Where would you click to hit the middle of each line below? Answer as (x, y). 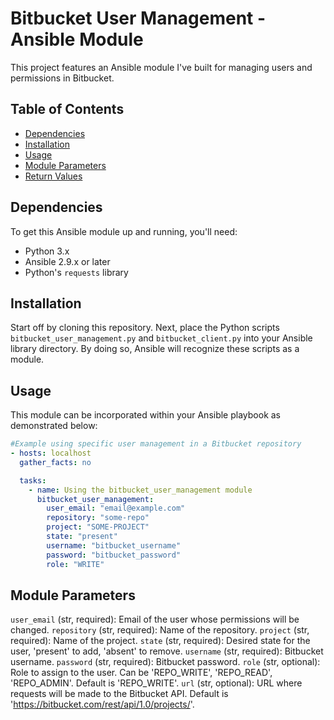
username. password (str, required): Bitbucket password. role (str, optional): (165, 662)
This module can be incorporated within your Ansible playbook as (146, 415)
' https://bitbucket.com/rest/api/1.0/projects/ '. (102, 704)
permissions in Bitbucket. (62, 78)
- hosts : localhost (51, 453)
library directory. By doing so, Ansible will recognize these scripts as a (155, 349)
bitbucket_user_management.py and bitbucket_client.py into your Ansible (161, 338)
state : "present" (82, 537)
